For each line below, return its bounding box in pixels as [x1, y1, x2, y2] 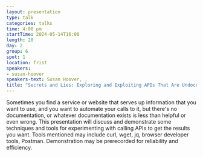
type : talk [6, 15, 34, 21]
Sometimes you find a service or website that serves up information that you [6, 99, 196, 106]
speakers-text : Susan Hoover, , [6, 76, 88, 82]
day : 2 [6, 43, 23, 49]
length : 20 [6, 37, 34, 43]
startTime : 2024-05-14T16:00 [6, 32, 80, 38]
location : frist [6, 59, 47, 65]
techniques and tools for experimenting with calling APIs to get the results [6, 125, 190, 132]
